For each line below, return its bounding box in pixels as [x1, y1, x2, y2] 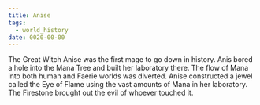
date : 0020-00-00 [8, 33, 65, 42]
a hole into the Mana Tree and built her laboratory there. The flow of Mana [8, 63, 249, 73]
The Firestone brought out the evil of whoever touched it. [8, 88, 194, 98]
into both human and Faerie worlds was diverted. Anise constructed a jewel [8, 71, 253, 81]
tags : [8, 19, 26, 27]
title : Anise [8, 11, 51, 20]
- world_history [15, 26, 69, 34]
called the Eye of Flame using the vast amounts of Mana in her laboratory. [8, 80, 248, 89]
